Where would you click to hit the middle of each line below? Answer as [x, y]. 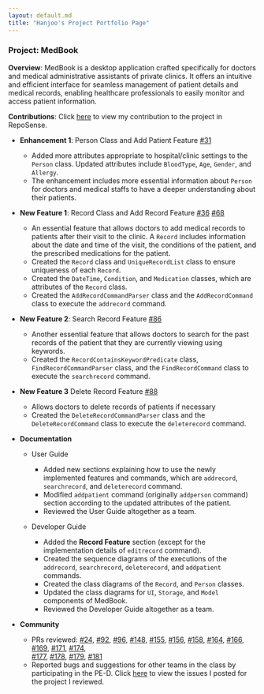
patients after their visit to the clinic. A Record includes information [139, 236]
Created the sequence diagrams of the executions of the [135, 558]
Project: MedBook [43, 51]
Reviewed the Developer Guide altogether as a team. [128, 609]
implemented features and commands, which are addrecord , [140, 478]
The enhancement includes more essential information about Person [141, 180]
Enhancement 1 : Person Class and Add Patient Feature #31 [115, 140]
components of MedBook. [86, 600]
